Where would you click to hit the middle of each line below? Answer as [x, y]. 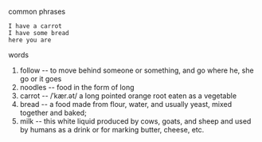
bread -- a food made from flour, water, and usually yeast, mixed [126, 104]
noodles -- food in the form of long [77, 87]
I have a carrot [35, 26]
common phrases [37, 12]
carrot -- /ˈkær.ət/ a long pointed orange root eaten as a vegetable [128, 96]
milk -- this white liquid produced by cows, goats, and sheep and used [135, 121]
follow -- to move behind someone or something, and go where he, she [137, 70]
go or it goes [41, 79]
